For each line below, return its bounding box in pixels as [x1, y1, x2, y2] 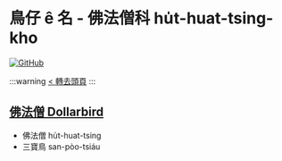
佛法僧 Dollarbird [9, 105, 104, 120]
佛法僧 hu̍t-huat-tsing [21, 130, 102, 140]
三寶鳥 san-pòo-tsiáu [21, 140, 101, 152]
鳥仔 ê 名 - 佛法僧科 [9, 8, 151, 29]
